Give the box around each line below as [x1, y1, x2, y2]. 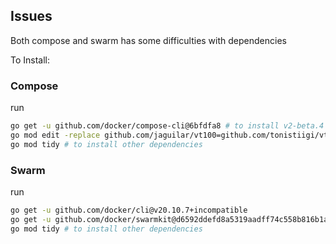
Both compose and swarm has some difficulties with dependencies [10, 34, 287, 46]
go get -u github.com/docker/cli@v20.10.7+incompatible [10, 205, 248, 216]
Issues [10, 8, 53, 25]
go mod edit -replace [10, 130, 101, 140]
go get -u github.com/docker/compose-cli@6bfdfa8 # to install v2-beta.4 [10, 121, 325, 131]
